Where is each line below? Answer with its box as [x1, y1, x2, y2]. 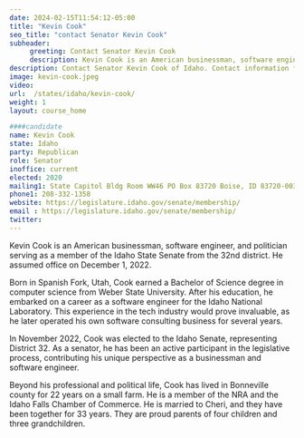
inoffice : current [9, 164, 79, 173]
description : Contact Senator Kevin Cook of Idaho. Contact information [9, 64, 290, 73]
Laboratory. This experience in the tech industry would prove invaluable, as [9, 306, 290, 316]
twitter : [9, 215, 43, 224]
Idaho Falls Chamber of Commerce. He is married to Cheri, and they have [9, 398, 283, 409]
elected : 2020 [9, 173, 63, 182]
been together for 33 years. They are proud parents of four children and [9, 408, 278, 419]
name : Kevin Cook [9, 131, 75, 141]
